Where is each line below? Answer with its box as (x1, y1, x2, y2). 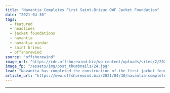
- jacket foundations (10, 31, 56, 36)
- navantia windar (10, 40, 49, 45)
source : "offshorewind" (5, 54, 56, 60)
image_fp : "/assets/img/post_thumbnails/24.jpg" (5, 64, 110, 69)
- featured (10, 21, 33, 27)
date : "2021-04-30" (5, 12, 47, 17)
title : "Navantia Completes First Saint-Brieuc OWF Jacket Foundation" (5, 7, 159, 13)
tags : (5, 17, 17, 22)
